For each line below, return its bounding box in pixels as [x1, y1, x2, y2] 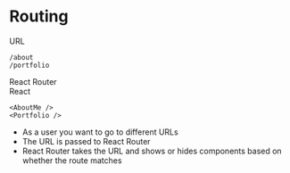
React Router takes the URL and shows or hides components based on [21, 145, 283, 156]
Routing [9, 6, 69, 27]
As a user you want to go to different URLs [21, 127, 178, 137]
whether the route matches [21, 154, 122, 166]
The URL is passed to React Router [21, 136, 151, 146]
